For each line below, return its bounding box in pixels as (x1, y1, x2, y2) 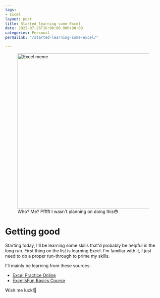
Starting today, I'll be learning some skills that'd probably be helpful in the (5, 242, 156, 248)
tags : (5, 7, 16, 12)
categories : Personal (5, 30, 50, 35)
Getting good (5, 226, 60, 237)
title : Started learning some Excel (5, 21, 81, 26)
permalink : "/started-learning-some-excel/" (5, 35, 99, 40)
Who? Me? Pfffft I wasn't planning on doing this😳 (17, 208, 119, 214)
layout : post (5, 16, 32, 21)
